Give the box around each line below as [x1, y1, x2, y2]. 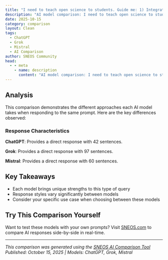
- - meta [9, 63, 28, 68]
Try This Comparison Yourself [5, 211, 101, 219]
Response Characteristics [5, 127, 70, 134]
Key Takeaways [5, 172, 55, 181]
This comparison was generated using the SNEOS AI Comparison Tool [5, 243, 151, 250]
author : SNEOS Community [5, 53, 57, 59]
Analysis [5, 91, 33, 99]
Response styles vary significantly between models [12, 191, 119, 197]
